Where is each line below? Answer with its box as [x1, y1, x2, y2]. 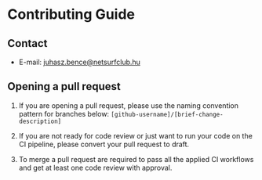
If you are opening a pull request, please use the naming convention [18, 100, 239, 110]
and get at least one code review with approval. [18, 163, 173, 172]
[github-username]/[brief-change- [111, 110, 224, 118]
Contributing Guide [7, 5, 135, 23]
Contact [7, 37, 48, 50]
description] [18, 117, 62, 125]
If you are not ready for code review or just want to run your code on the [18, 131, 253, 140]
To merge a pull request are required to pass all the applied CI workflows [18, 154, 254, 164]
